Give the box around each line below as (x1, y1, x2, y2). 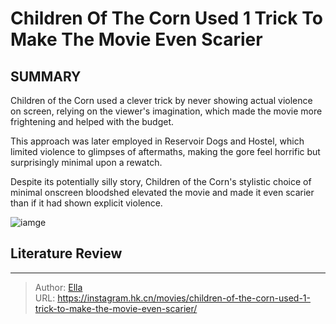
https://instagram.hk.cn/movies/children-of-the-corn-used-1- (57, 292, 311, 304)
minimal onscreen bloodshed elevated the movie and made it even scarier (10, 187, 315, 198)
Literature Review (10, 245, 123, 262)
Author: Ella (34, 281, 83, 293)
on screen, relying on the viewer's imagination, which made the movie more (10, 105, 323, 117)
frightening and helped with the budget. (10, 116, 175, 127)
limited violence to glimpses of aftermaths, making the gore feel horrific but (10, 146, 321, 157)
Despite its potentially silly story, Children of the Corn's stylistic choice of (10, 176, 312, 187)
